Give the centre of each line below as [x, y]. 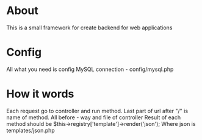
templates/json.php [31, 130]
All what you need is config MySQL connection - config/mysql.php [90, 69]
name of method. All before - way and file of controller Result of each [94, 117]
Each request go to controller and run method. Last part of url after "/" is [97, 111]
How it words [40, 94]
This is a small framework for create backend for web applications [89, 28]
